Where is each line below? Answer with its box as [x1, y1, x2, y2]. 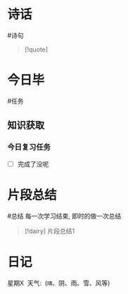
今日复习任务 [7, 142, 51, 152]
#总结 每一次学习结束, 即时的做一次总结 [7, 212, 122, 220]
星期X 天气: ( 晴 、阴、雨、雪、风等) [7, 278, 110, 287]
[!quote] [24, 45, 48, 54]
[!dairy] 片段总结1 [24, 226, 75, 235]
